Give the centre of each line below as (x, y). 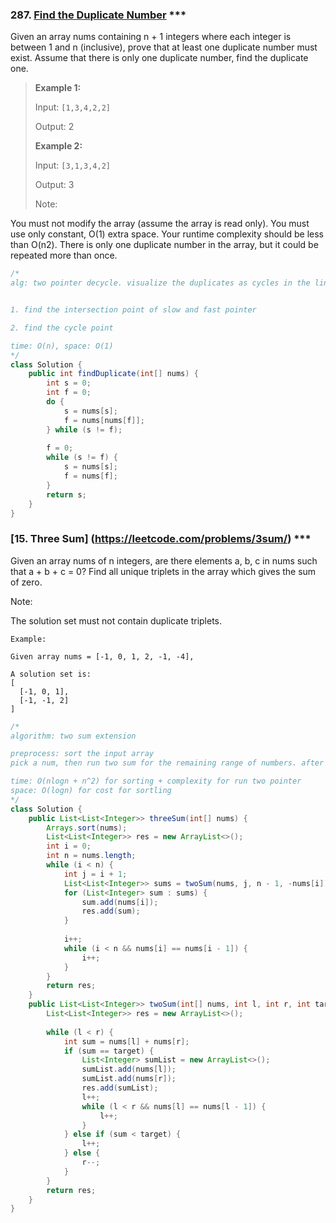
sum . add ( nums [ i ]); (120, 902)
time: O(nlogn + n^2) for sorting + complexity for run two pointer (156, 781)
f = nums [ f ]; (90, 476)
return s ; (66, 494)
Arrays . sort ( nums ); (87, 828)
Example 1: (58, 88)
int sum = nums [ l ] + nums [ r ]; (126, 1041)
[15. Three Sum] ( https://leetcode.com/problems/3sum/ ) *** (161, 539)
